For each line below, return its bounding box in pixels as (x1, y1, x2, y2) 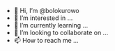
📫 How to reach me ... (13, 37, 79, 44)
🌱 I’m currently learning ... (13, 21, 89, 29)
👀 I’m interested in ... (13, 14, 73, 22)
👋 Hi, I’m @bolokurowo (13, 7, 80, 14)
